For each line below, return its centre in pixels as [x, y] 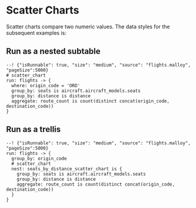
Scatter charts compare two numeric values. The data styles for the [88, 27]
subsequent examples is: [36, 32]
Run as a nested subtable [54, 52]
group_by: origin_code [39, 159]
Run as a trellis [34, 129]
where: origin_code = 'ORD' [46, 85]
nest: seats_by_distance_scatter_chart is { [67, 169]
